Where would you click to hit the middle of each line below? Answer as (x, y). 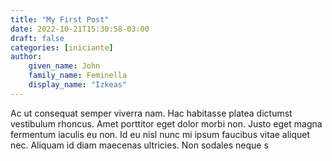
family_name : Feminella (78, 76)
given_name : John (64, 66)
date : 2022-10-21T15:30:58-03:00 (80, 29)
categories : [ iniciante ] (62, 47)
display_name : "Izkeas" (78, 85)
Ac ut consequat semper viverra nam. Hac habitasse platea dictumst (151, 113)
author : (26, 57)
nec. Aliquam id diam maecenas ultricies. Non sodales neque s (139, 145)
